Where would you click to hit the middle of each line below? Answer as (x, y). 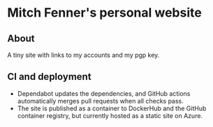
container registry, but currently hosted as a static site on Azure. (110, 115)
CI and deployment (50, 77)
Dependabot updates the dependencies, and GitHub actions (104, 93)
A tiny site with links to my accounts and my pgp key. (83, 55)
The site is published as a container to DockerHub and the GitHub (112, 108)
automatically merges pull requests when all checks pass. (100, 101)
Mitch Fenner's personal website (105, 13)
